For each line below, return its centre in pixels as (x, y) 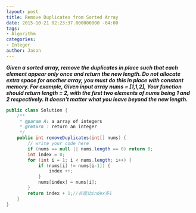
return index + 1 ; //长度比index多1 (70, 193)
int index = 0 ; (46, 155)
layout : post (22, 12)
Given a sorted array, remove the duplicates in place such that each (92, 67)
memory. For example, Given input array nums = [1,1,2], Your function (94, 87)
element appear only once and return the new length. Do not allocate (93, 74)
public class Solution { (37, 110)
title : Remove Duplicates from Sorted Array (62, 17)
